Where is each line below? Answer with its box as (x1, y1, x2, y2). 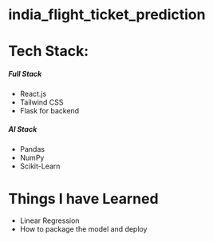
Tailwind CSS (19, 97, 64, 107)
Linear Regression (19, 216, 80, 225)
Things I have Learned (8, 189, 159, 208)
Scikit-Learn (19, 161, 61, 171)
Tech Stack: (8, 42, 89, 61)
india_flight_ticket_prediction (8, 6, 206, 24)
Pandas (19, 145, 45, 154)
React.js (19, 89, 47, 99)
